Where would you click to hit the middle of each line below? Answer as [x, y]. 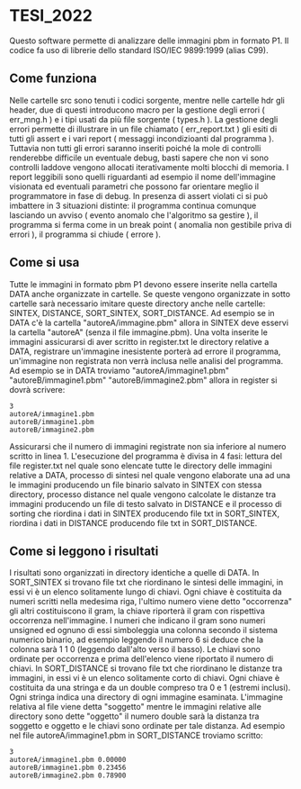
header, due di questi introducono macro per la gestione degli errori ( [137, 110]
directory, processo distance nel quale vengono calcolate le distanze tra [143, 494]
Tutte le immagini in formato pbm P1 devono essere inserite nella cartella [143, 284]
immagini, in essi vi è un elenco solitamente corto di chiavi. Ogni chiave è [145, 678]
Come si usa [44, 263]
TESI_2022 [51, 16]
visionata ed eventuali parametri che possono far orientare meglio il [134, 186]
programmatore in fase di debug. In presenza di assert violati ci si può [138, 195]
